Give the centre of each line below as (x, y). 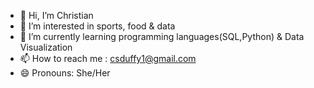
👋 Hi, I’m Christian (56, 15)
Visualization (46, 47)
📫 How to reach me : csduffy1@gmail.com (108, 58)
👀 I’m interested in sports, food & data (97, 26)
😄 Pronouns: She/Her (65, 73)
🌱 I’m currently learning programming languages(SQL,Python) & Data (162, 36)
